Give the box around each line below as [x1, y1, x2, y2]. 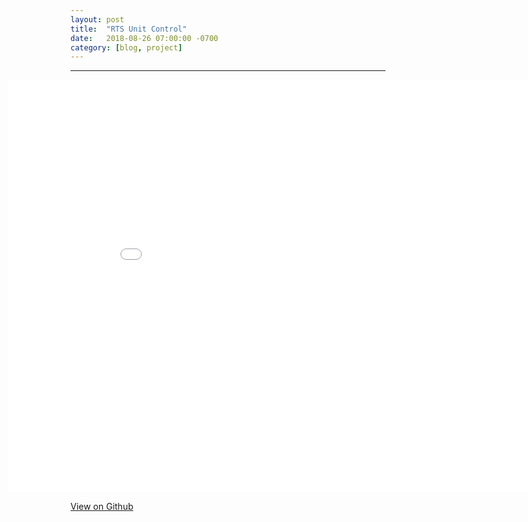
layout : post [70, 14, 125, 25]
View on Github [70, 501, 134, 513]
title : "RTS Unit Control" [70, 24, 188, 34]
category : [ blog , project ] [70, 42, 183, 53]
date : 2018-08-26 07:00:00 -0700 [70, 33, 219, 43]
